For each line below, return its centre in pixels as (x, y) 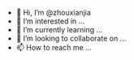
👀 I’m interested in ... (50, 21)
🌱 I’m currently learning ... (59, 30)
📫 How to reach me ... (54, 47)
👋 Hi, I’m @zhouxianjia (54, 13)
